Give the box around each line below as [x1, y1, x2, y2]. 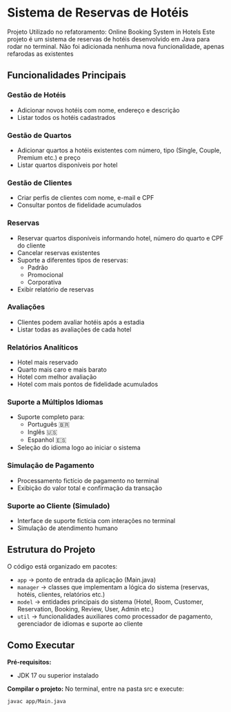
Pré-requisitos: [7, 658, 52, 666]
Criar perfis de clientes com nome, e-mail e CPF [17, 194, 154, 202]
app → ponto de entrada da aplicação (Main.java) [17, 576, 157, 584]
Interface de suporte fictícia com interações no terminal [17, 517, 176, 525]
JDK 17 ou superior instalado [17, 671, 99, 680]
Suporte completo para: [17, 413, 85, 421]
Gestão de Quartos [7, 130, 72, 140]
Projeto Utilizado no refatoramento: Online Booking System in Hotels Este [7, 28, 215, 36]
